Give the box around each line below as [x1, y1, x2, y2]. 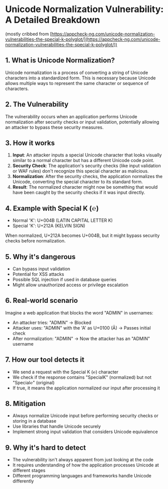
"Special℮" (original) [12, 379, 55, 385]
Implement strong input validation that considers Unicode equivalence [12, 429, 158, 435]
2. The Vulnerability [5, 100, 69, 109]
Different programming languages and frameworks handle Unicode [12, 473, 152, 479]
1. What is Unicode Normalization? [5, 56, 115, 65]
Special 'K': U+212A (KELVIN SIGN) [12, 223, 86, 229]
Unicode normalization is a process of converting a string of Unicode [5, 69, 148, 75]
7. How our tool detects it [5, 356, 85, 364]
